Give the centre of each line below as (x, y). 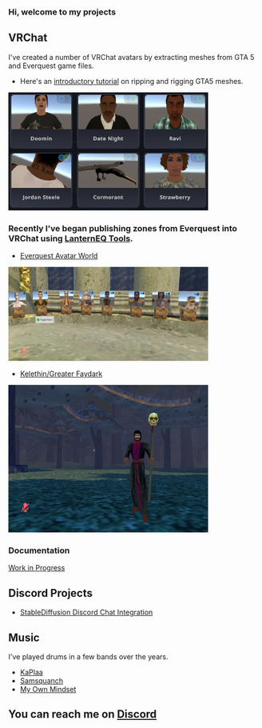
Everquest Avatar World (59, 255)
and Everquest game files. (51, 66)
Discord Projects (51, 593)
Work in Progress (37, 568)
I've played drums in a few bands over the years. (88, 657)
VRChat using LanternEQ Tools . (71, 238)
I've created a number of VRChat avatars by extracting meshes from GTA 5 (131, 57)
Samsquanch (42, 681)
